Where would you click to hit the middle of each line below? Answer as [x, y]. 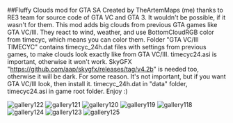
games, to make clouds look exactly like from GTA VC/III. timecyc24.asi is [112, 54]
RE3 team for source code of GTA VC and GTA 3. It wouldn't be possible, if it [116, 17]
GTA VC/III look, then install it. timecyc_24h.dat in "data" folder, [97, 84]
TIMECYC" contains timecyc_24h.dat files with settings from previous [107, 47]
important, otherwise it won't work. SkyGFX [70, 61]
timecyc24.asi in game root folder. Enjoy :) [67, 91]
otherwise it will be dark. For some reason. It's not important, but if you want [116, 76]
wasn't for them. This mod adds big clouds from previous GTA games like [112, 25]
